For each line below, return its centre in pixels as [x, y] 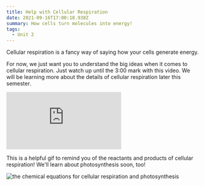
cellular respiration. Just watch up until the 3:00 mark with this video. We [99, 70]
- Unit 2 [23, 35]
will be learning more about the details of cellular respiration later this [94, 77]
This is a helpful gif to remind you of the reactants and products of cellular [100, 158]
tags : [13, 29]
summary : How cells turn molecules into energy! [69, 23]
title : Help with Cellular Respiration [57, 12]
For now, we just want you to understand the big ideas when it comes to [97, 64]
